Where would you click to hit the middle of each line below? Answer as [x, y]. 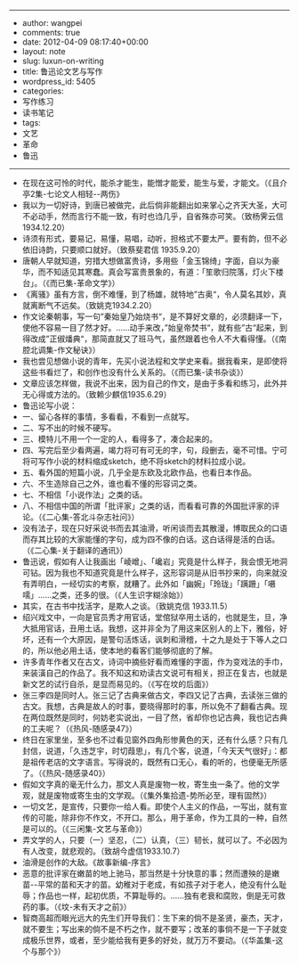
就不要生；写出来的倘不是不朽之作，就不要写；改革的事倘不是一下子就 [151, 929]
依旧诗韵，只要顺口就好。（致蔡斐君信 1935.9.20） [113, 249]
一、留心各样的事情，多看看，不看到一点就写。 [108, 417]
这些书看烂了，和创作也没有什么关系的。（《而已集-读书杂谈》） [135, 372]
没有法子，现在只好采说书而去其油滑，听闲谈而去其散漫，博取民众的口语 [154, 528]
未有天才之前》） [102, 907]
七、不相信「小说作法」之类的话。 [85, 495]
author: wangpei [52, 23]
